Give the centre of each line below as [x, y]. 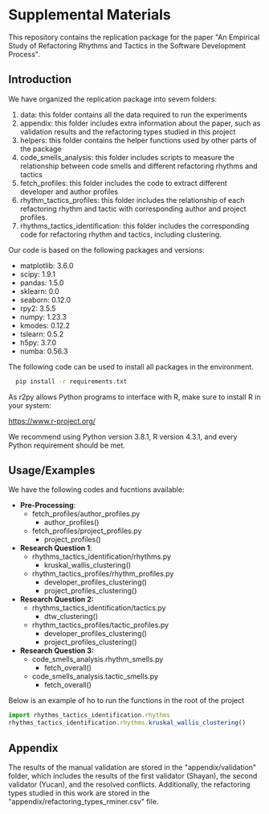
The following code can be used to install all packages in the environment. [131, 366]
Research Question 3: [57, 651]
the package [41, 149]
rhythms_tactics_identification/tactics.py [99, 608]
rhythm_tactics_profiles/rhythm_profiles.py [103, 574]
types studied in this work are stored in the [79, 793]
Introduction [40, 79]
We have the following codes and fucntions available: [96, 490]
